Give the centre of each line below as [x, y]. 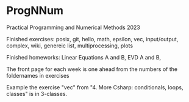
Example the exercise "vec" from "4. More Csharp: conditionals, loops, [95, 87]
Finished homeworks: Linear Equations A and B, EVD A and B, [84, 57]
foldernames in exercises [38, 75]
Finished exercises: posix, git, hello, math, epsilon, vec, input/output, [92, 39]
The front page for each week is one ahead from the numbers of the [92, 69]
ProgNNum [35, 11]
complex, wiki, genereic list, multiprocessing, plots [70, 46]
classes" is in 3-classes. [37, 93]
